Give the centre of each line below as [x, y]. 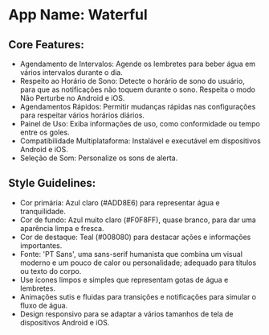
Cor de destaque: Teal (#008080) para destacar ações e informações [135, 237]
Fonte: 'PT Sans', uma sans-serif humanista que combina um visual [131, 254]
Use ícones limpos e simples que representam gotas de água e [124, 279]
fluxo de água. [44, 305]
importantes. [41, 245]
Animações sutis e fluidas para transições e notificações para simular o [138, 296]
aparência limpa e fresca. [62, 228]
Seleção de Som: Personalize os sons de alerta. [99, 158]
